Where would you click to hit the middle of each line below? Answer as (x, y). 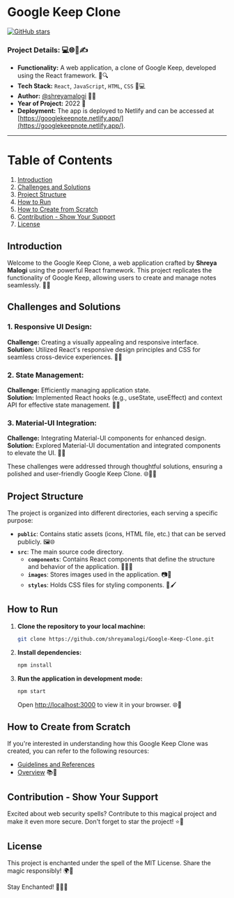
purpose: (20, 521)
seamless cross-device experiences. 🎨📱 (65, 357)
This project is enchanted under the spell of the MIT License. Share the (109, 862)
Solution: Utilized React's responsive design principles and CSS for (104, 349)
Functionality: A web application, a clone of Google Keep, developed (117, 68)
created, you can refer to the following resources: (78, 751)
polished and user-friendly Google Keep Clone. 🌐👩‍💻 (82, 474)
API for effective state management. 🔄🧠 (64, 404)
